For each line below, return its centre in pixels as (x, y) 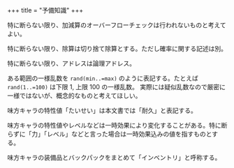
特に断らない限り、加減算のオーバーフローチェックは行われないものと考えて (117, 25)
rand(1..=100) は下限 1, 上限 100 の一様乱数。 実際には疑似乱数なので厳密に (116, 87)
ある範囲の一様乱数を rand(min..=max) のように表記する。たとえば (103, 78)
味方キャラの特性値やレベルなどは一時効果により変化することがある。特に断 (117, 125)
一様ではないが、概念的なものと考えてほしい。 (74, 96)
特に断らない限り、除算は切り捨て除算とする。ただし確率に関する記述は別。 (117, 48)
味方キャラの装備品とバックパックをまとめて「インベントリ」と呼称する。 (114, 158)
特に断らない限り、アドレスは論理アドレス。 (72, 63)
